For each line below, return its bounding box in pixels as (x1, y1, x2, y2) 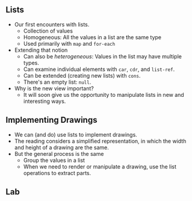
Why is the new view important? (14, 84, 94, 92)
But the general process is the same (14, 150, 104, 157)
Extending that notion (14, 46, 68, 54)
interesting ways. (23, 97, 66, 105)
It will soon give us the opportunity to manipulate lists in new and (23, 91, 184, 98)
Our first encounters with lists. (14, 20, 90, 28)
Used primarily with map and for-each (23, 40, 116, 47)
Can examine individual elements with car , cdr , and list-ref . (23, 66, 175, 73)
